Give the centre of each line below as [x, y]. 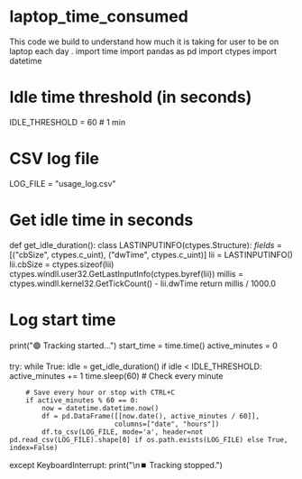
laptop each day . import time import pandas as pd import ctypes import [143, 51]
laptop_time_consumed [99, 17]
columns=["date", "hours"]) [167, 424]
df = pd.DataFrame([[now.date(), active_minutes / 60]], [151, 416]
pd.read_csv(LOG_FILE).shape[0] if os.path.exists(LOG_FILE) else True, [149, 439]
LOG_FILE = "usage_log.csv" [63, 183]
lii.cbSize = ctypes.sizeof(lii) [62, 264]
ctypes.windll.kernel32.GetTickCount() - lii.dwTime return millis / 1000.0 [143, 283]
